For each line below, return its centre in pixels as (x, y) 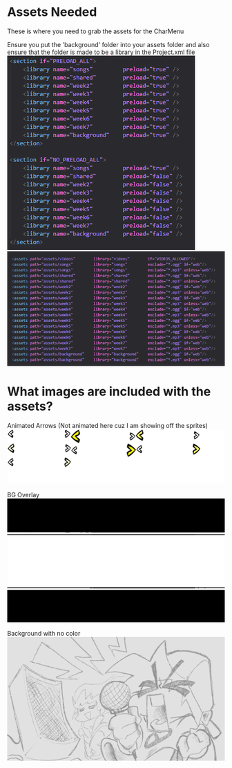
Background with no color (44, 633)
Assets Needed (52, 12)
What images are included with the (109, 392)
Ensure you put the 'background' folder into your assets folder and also (108, 44)
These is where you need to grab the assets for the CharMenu (96, 31)
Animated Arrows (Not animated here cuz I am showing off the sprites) (108, 425)
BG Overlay (23, 494)
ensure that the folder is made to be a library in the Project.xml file (101, 52)
